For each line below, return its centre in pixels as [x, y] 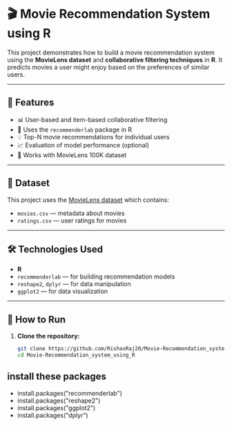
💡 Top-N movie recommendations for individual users [93, 136]
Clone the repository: [48, 336]
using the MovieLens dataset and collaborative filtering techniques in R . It [115, 59]
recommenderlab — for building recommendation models [96, 276]
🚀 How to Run [37, 319]
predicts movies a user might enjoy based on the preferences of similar [108, 67]
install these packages [57, 377]
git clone [31, 349]
